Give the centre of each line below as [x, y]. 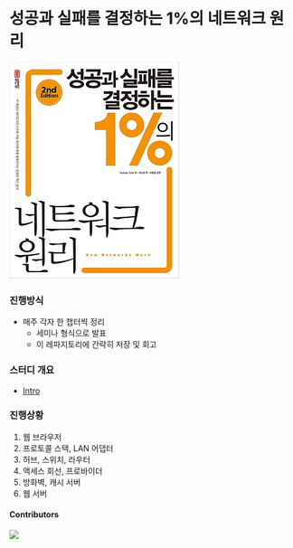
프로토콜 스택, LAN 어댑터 [68, 448]
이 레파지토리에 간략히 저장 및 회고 [96, 345]
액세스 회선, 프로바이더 [62, 470]
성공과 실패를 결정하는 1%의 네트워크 [138, 19]
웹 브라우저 [42, 437]
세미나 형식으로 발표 [71, 333]
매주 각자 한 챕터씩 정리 [64, 322]
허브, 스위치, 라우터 [56, 459]
